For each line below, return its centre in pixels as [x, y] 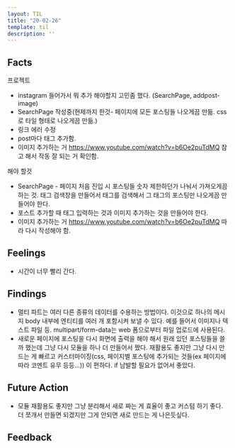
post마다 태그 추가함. [47, 138]
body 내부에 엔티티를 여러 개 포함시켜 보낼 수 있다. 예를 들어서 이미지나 [123, 320]
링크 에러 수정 [36, 130]
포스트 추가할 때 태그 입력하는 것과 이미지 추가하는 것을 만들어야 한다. [113, 213]
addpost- [207, 96]
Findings [27, 294]
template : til [28, 27]
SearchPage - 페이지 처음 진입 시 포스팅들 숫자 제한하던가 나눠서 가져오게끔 [122, 186]
